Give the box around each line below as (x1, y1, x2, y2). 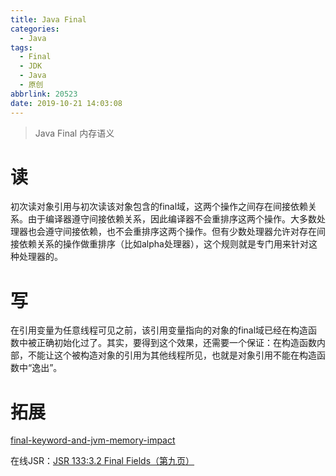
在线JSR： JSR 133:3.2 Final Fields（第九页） (10, 455, 195, 467)
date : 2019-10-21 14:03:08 (10, 98, 123, 108)
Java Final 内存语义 (34, 127, 115, 139)
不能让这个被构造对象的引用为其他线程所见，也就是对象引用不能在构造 (27, 349, 317, 361)
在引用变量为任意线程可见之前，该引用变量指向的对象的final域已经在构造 (10, 324, 309, 336)
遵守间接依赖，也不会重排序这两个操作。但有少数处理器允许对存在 (44, 226, 317, 238)
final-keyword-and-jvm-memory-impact (10, 434, 176, 446)
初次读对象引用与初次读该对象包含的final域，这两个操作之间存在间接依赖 (10, 201, 309, 213)
